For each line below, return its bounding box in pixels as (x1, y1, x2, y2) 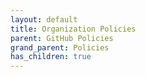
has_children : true (10, 52, 92, 62)
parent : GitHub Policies (10, 33, 114, 43)
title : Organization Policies (10, 24, 137, 34)
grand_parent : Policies (10, 42, 110, 53)
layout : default (10, 14, 78, 25)
